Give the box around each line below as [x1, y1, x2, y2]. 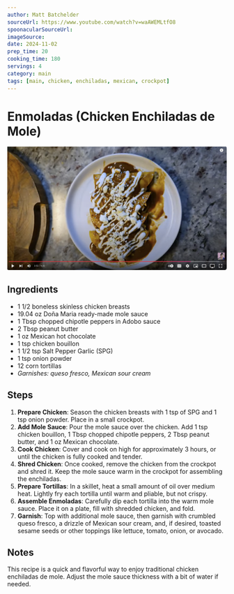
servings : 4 [7, 63, 42, 70]
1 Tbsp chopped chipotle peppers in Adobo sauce [17, 317, 161, 325]
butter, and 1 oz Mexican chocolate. [17, 437, 120, 446]
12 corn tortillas [17, 362, 62, 370]
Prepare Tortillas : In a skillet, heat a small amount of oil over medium [17, 482, 215, 490]
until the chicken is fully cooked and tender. [17, 452, 143, 461]
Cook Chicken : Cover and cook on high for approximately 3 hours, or [17, 445, 217, 453]
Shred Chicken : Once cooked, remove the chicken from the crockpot [17, 459, 217, 468]
